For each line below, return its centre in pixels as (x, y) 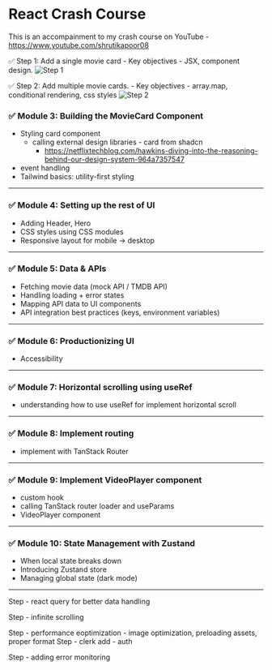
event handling (45, 168)
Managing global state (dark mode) (79, 578)
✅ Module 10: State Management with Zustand (102, 543)
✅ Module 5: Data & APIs (57, 268)
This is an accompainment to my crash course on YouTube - (108, 37)
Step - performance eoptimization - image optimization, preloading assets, (133, 633)
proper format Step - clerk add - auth (70, 642)
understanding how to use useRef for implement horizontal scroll (128, 405)
